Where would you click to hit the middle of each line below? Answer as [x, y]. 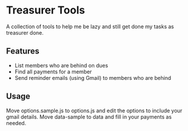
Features [23, 51]
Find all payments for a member [53, 72]
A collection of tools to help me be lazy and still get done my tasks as [90, 26]
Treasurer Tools [46, 10]
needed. [16, 123]
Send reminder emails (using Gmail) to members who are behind [93, 78]
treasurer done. [25, 32]
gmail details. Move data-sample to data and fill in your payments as [89, 117]
